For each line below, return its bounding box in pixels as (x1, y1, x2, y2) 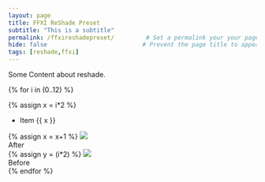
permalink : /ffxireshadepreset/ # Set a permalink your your (8, 33, 242, 42)
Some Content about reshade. (8, 70, 106, 79)
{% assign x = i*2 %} (8, 100, 77, 110)
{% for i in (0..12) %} (8, 85, 74, 95)
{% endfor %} (8, 166, 54, 176)
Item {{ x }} (19, 116, 56, 124)
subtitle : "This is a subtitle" (8, 26, 114, 34)
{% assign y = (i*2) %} (8, 150, 82, 158)
